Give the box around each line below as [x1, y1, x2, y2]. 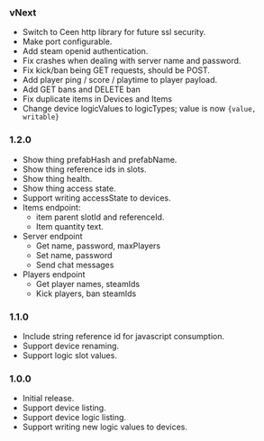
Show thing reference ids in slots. [22, 164, 147, 175]
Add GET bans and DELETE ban [22, 84, 141, 95]
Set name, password [35, 249, 113, 260]
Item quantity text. [35, 220, 104, 231]
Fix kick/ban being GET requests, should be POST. [22, 65, 210, 76]
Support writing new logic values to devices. [22, 421, 187, 433]
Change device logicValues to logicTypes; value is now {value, [22, 103, 257, 114]
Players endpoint [22, 268, 86, 280]
